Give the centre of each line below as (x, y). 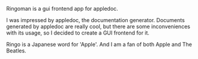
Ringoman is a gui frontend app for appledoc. (62, 9)
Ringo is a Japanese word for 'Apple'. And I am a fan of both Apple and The (99, 44)
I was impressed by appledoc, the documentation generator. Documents (95, 20)
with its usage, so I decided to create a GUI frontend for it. (78, 33)
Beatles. (16, 51)
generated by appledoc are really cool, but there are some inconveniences (98, 27)
